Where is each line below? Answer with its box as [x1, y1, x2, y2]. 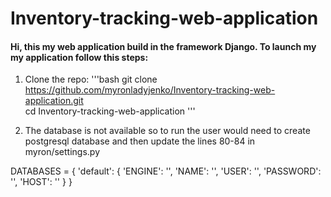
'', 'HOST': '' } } [10, 176, 73, 188]
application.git [24, 95, 84, 107]
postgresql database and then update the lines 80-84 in [24, 135, 256, 147]
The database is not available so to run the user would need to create [24, 125, 311, 137]
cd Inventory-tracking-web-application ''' [24, 105, 196, 117]
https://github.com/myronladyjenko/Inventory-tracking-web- [24, 84, 276, 96]
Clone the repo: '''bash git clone [24, 73, 158, 86]
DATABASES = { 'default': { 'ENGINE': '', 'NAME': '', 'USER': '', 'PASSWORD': [10, 165, 322, 177]
